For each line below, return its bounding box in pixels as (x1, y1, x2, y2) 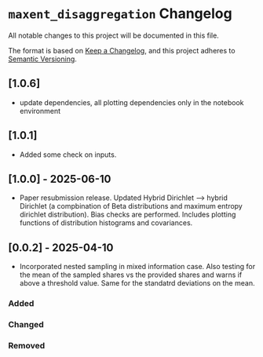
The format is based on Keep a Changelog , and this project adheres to (8, 46, 236, 55)
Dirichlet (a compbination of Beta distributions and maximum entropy (19, 202, 243, 211)
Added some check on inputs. (19, 150, 117, 159)
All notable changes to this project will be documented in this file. (8, 31, 220, 40)
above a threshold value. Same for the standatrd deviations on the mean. (19, 279, 255, 288)
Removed (8, 340, 46, 351)
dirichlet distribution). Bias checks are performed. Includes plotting (19, 209, 236, 220)
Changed (8, 319, 45, 330)
